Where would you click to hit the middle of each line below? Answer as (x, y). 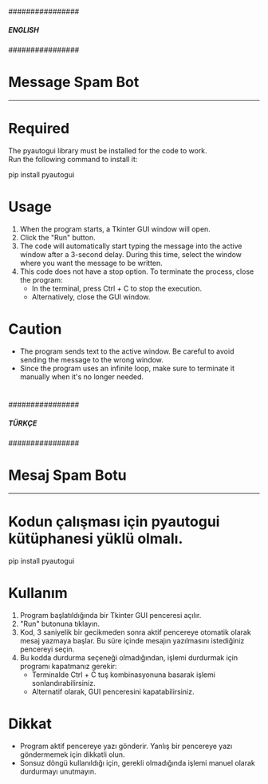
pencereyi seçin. (47, 649)
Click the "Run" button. (57, 237)
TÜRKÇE (23, 423)
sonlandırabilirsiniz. (63, 683)
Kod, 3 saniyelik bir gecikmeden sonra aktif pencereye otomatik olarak (135, 632)
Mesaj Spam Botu (68, 475)
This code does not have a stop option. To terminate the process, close (137, 271)
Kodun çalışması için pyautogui (114, 521)
